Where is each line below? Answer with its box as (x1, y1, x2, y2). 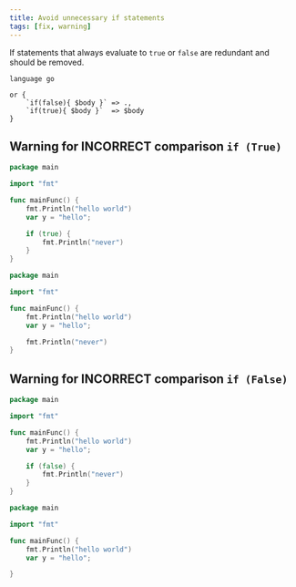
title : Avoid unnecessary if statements (9, 13, 166, 23)
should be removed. (9, 57, 85, 67)
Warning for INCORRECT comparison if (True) (9, 139, 282, 154)
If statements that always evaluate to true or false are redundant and (9, 46, 270, 57)
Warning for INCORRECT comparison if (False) (9, 371, 289, 386)
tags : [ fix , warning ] (9, 22, 92, 31)
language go (9, 74, 55, 83)
